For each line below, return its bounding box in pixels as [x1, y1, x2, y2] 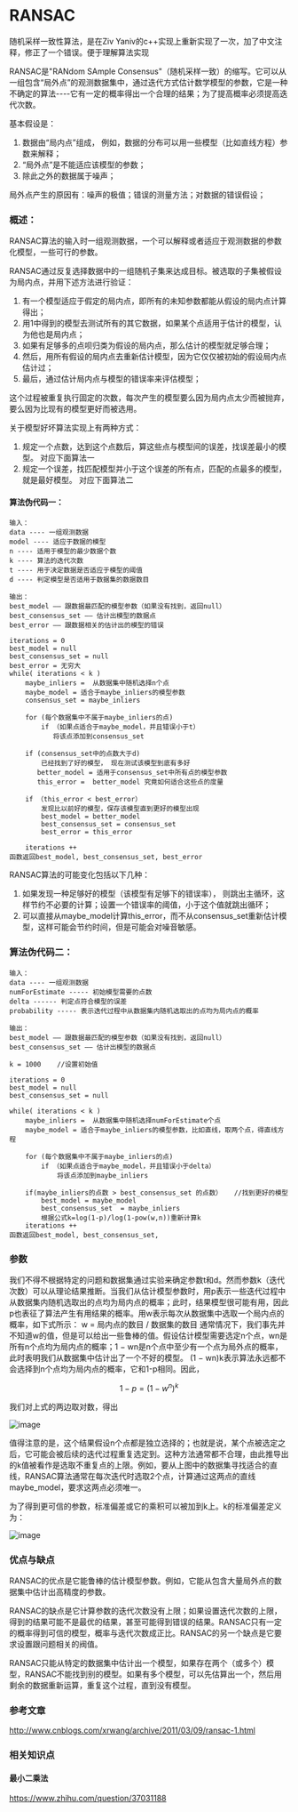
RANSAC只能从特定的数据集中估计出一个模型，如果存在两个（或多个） [9, 1657, 267, 1668]
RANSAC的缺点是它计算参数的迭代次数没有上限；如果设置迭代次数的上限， [9, 1605, 282, 1615]
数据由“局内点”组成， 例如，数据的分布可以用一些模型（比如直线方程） [21, 137, 281, 148]
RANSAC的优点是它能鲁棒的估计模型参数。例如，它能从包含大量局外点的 [9, 1575, 275, 1586]
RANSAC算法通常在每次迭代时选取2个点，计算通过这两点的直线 [24, 1470, 256, 1481]
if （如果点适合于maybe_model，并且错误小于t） [41, 722, 200, 732]
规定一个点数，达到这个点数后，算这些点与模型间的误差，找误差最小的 [21, 441, 279, 452]
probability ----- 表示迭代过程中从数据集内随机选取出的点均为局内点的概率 [9, 1006, 259, 1015]
